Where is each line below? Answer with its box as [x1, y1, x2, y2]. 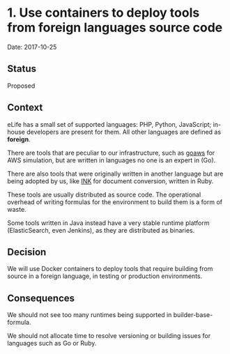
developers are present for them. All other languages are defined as [26, 128, 222, 136]
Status [7, 63, 37, 75]
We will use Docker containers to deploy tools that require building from [7, 265, 213, 273]
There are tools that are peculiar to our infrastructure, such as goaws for [7, 148, 215, 157]
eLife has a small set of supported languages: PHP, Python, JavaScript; [7, 120, 212, 128]
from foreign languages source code [7, 20, 223, 36]
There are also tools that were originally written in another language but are [7, 169, 224, 178]
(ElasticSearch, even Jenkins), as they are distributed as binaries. [7, 226, 195, 234]
